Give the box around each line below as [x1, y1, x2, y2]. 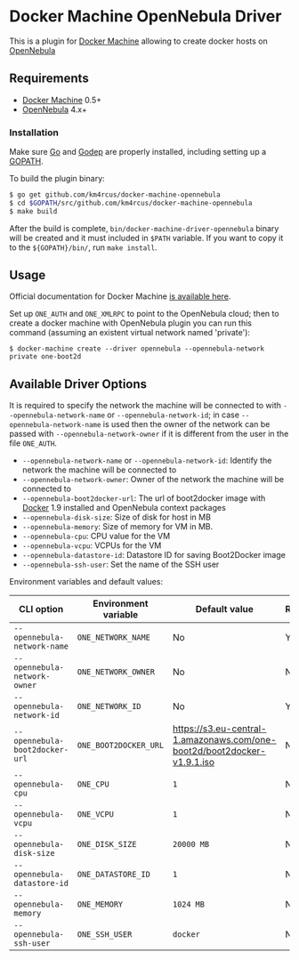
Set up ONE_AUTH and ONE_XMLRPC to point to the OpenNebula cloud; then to [9, 309, 279, 319]
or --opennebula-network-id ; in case [106, 409, 240, 420]
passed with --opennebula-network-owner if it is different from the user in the [9, 429, 289, 440]
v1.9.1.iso [172, 756, 215, 769]
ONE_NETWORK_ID [77, 701, 141, 712]
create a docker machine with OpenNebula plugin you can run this [9, 318, 252, 328]
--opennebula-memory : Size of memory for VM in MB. [21, 521, 214, 532]
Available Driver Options [9, 376, 148, 391]
